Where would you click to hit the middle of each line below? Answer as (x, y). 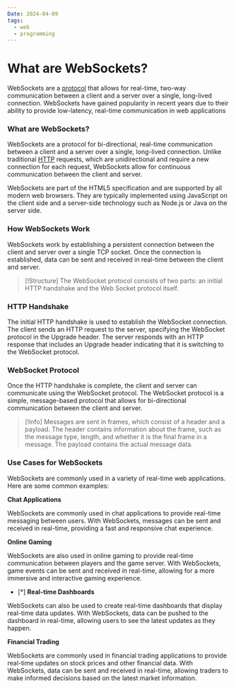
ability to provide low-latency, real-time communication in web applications (117, 111)
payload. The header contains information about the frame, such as (123, 429)
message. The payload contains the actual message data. (108, 444)
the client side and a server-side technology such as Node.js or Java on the (117, 203)
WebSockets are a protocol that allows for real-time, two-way (97, 88)
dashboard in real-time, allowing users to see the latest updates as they (111, 620)
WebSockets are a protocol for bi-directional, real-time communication (110, 144)
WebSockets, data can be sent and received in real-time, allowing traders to (118, 670)
